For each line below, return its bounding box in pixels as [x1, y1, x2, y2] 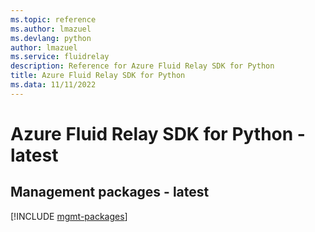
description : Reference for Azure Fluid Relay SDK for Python [10, 61, 275, 71]
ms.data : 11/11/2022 [10, 80, 97, 90]
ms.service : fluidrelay [10, 52, 110, 62]
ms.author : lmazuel [10, 24, 92, 34]
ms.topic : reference [10, 14, 97, 25]
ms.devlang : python [10, 33, 92, 43]
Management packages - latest [10, 184, 210, 201]
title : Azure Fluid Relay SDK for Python [10, 71, 186, 81]
